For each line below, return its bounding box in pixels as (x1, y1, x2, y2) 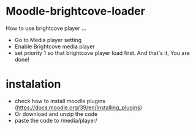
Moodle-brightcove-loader (6, 4, 145, 18)
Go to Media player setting (14, 36, 82, 43)
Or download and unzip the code (14, 110, 98, 117)
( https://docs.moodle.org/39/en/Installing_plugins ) (14, 104, 142, 111)
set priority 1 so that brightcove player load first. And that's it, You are (14, 49, 190, 56)
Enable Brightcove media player (14, 43, 96, 50)
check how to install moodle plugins (14, 97, 105, 104)
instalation (6, 78, 61, 91)
